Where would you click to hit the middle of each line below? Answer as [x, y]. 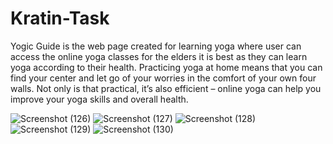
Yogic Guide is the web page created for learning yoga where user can [156, 46]
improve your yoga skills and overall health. [99, 99]
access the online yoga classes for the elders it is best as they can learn [159, 56]
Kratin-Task [60, 18]
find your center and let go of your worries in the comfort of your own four [163, 78]
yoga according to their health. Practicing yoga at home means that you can [166, 67]
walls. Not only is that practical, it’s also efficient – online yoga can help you [166, 88]
